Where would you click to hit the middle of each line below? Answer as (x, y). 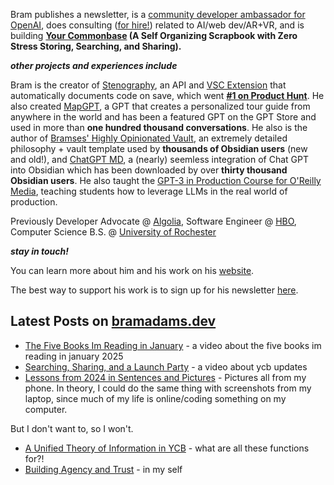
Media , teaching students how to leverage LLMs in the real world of (149, 191)
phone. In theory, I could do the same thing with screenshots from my (168, 388)
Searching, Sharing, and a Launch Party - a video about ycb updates (166, 366)
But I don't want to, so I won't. (72, 428)
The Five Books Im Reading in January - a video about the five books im (173, 345)
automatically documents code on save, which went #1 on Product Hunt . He (167, 95)
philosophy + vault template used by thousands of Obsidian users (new (159, 148)
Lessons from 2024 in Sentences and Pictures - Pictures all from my (165, 377)
